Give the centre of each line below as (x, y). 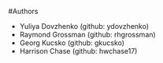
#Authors (23, 11)
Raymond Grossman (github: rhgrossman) (87, 35)
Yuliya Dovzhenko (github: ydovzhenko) (84, 26)
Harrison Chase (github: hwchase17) (78, 51)
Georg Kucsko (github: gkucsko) (72, 43)
